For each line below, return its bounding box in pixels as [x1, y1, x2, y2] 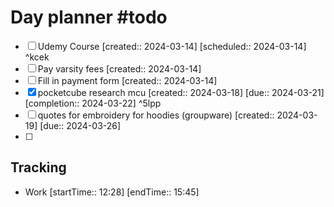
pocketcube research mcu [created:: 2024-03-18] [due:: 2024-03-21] [37, 86, 325, 98]
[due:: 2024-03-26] [39, 119, 122, 131]
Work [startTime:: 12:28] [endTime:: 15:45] [24, 186, 200, 198]
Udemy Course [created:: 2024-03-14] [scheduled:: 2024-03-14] [37, 40, 307, 52]
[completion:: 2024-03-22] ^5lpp [24, 97, 162, 109]
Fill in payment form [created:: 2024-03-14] [37, 74, 218, 86]
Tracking [10, 159, 67, 176]
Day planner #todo [10, 6, 168, 29]
